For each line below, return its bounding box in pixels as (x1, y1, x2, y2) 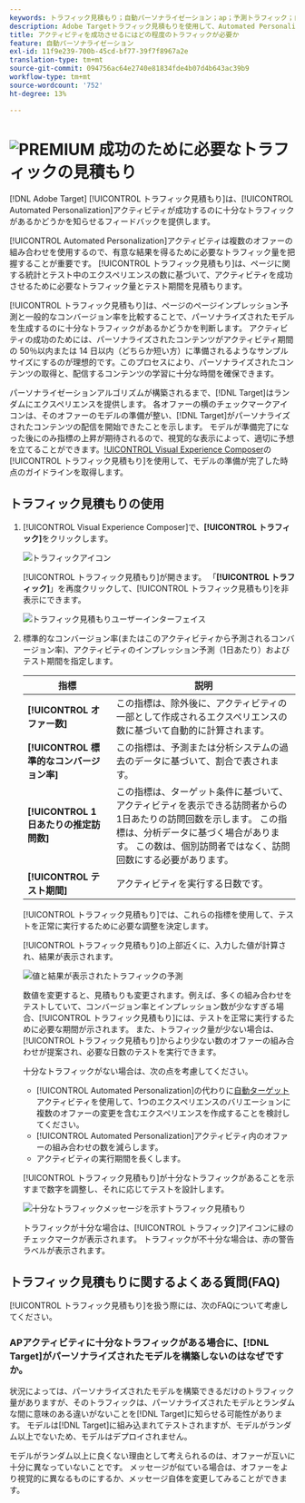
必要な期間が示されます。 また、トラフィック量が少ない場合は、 (38, 1024, 280, 1035)
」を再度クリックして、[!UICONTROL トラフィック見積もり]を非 (49, 583, 290, 594)
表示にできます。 (22, 594, 86, 605)
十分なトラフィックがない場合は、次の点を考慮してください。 (22, 1066, 253, 1076)
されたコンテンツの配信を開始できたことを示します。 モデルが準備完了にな (9, 421, 290, 432)
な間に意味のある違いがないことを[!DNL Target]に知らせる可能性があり (9, 1409, 275, 1419)
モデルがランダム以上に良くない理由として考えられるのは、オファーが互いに (9, 1450, 296, 1461)
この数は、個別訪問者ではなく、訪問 (135, 840, 290, 853)
